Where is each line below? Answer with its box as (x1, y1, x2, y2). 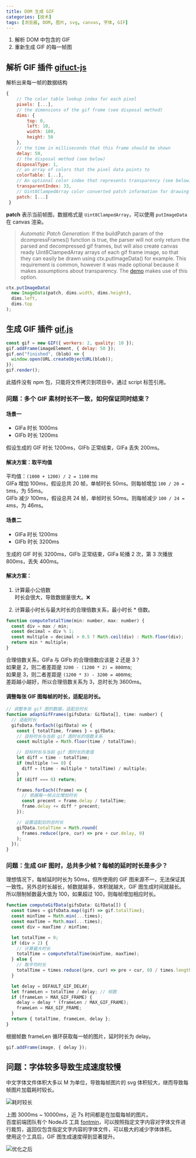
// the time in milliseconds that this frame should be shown (16, 145, 171, 151)
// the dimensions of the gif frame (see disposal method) (16, 107, 163, 113)
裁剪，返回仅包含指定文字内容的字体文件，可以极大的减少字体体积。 (10, 1125, 175, 1133)
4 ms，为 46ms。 (6, 502, 47, 509)
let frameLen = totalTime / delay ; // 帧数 (11, 989, 117, 995)
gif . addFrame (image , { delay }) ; (6, 1044, 87, 1050)
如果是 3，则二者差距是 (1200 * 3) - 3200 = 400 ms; (6, 671, 132, 678)
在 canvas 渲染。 (6, 218, 47, 225)
